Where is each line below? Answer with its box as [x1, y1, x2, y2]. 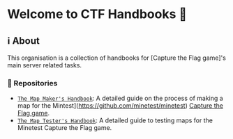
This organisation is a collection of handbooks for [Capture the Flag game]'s [7, 54, 227, 62]
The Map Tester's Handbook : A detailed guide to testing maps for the [17, 116, 213, 124]
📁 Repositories [7, 78, 58, 88]
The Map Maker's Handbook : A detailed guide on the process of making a [17, 94, 223, 103]
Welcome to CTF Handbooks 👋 [7, 6, 187, 22]
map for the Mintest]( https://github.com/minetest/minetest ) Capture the [17, 101, 223, 110]
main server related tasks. [7, 61, 82, 69]
